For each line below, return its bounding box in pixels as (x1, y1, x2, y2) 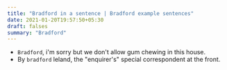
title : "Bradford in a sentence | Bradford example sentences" (7, 10, 194, 17)
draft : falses (7, 23, 49, 30)
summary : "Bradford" (7, 29, 67, 36)
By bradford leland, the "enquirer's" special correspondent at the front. (17, 56, 221, 64)
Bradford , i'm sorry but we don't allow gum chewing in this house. (17, 48, 206, 56)
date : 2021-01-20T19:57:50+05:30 (7, 16, 104, 23)
